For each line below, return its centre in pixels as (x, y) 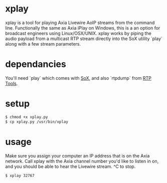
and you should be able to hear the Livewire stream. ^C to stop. (70, 166)
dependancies (36, 64)
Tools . (12, 83)
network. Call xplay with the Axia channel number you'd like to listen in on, (82, 161)
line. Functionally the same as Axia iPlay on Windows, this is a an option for (83, 28)
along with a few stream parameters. (43, 44)
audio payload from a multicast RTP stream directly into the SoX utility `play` (84, 39)
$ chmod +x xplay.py (27, 117)
